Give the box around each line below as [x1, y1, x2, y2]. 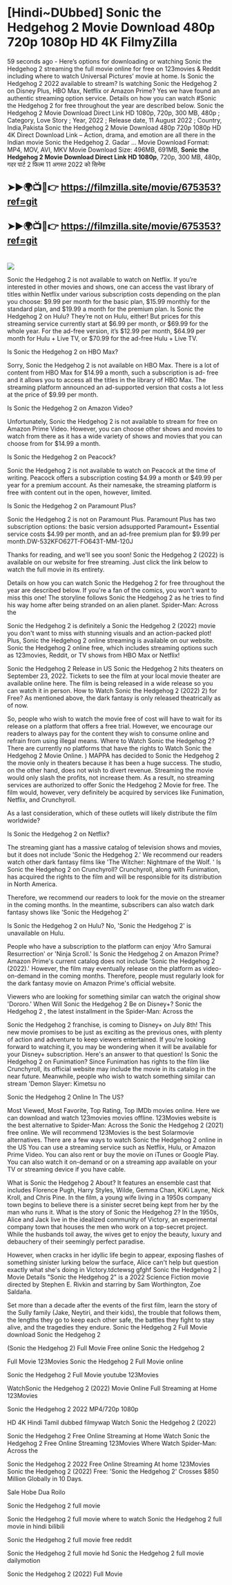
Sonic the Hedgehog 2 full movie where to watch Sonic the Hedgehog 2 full [7, 1514, 222, 1523]
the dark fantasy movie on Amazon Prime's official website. [7, 978, 176, 987]
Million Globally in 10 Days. [7, 1474, 84, 1483]
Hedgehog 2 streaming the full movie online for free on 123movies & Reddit [7, 64, 221, 73]
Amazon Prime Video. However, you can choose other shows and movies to [7, 424, 223, 433]
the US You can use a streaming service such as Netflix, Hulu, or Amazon [7, 1143, 216, 1151]
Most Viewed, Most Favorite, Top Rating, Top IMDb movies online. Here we [7, 1106, 220, 1114]
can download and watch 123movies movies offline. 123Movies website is [7, 1113, 217, 1122]
